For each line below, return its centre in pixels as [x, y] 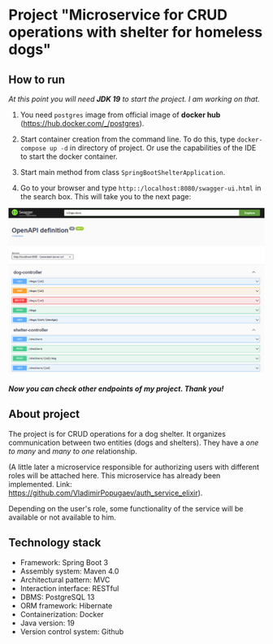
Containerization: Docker [62, 614]
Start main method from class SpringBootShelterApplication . [123, 172]
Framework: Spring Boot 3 [64, 562]
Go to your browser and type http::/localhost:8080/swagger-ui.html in [141, 188]
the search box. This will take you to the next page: [106, 196]
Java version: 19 [47, 623]
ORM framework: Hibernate [66, 605]
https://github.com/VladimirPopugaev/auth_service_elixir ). [106, 493]
